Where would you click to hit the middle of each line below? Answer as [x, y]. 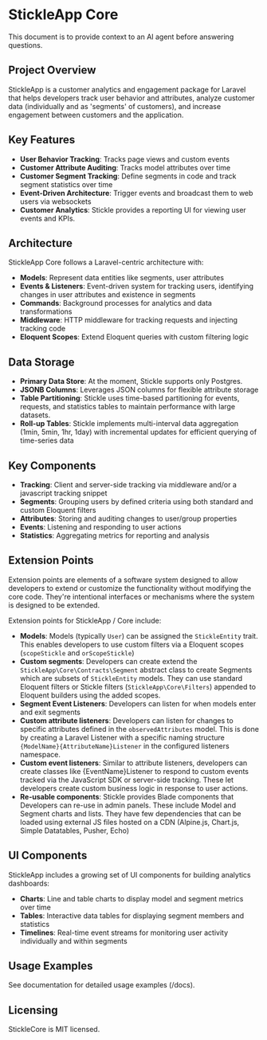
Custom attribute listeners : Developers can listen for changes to [126, 720]
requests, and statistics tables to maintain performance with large [128, 407]
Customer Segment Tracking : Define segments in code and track [128, 176]
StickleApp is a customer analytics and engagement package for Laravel [127, 89]
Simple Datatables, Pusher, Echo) [75, 831]
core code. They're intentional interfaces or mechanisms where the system [132, 596]
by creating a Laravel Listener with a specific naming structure [122, 737]
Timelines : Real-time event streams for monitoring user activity [124, 932]
